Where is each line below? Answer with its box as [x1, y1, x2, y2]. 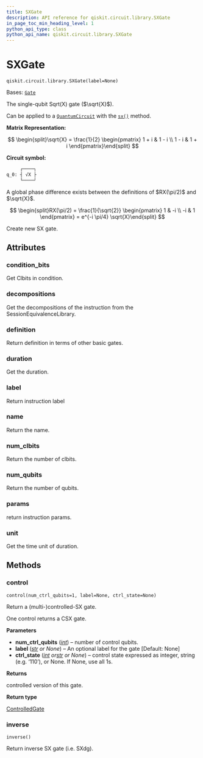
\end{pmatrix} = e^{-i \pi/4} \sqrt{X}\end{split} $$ [39, 213, 166, 220]
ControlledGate [6, 705, 45, 712]
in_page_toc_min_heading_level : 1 [6, 20, 94, 26]
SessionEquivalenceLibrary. [6, 310, 76, 317]
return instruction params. [6, 513, 72, 521]
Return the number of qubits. [6, 484, 79, 492]
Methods [6, 560, 41, 570]
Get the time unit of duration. [6, 543, 79, 550]
